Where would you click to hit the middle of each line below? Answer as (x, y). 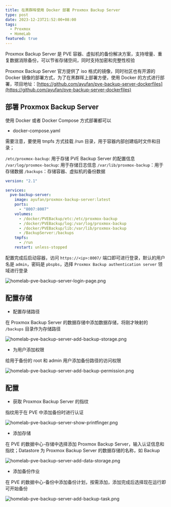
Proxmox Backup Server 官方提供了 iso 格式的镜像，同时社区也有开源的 (80, 71)
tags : (11, 24)
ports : (21, 205)
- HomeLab (20, 34)
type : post (17, 15)
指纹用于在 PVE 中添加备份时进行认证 (44, 412)
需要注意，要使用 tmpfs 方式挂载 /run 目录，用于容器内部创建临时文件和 (81, 141)
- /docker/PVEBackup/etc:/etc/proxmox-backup (68, 219)
